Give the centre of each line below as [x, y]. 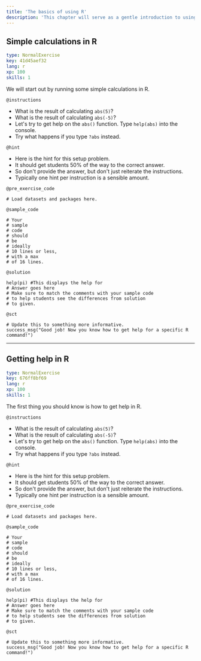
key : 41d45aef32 [26, 61]
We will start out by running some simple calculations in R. [78, 89]
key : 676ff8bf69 [26, 378]
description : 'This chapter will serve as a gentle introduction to [93, 17]
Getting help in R [38, 359]
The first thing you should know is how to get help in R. [74, 406]
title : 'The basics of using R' [46, 12]
